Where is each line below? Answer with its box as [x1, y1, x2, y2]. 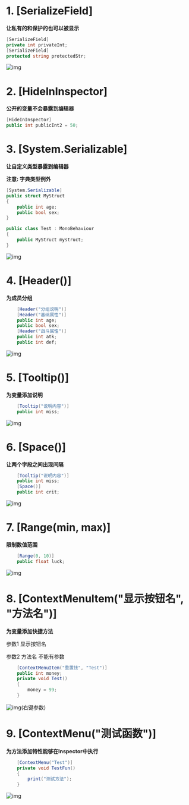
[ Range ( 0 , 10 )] [17, 553, 55, 559]
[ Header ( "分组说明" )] [17, 306, 67, 312]
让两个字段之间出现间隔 [6, 461, 64, 468]
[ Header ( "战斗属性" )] [17, 328, 67, 334]
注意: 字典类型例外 [6, 175, 51, 183]
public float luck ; [17, 558, 65, 564]
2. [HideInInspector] [6, 84, 108, 98]
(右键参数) [21, 703, 46, 711]
